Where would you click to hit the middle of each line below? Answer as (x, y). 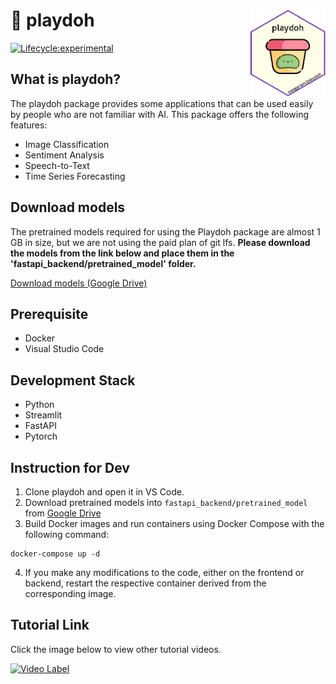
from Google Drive (63, 513)
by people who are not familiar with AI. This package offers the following (160, 114)
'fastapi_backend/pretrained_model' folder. (103, 263)
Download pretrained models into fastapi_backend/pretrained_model (166, 502)
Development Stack (73, 380)
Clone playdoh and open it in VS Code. (104, 492)
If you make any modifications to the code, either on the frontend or (164, 572)
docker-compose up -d (55, 554)
